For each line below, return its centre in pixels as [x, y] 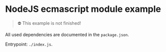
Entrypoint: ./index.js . [29, 44]
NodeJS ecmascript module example [83, 9]
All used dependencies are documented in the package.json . [67, 34]
